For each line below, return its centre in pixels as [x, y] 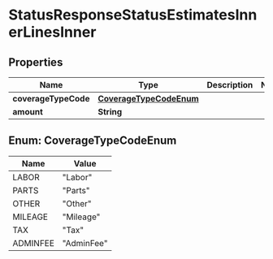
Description [230, 85]
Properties [36, 62]
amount [28, 112]
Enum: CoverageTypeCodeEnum [93, 141]
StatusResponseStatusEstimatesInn [133, 15]
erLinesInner [52, 32]
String [110, 112]
